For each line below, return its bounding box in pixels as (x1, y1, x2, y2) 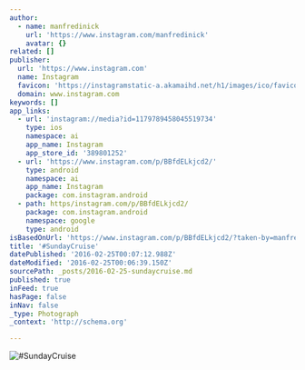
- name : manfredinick (17, 22, 100, 31)
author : (9, 13, 39, 23)
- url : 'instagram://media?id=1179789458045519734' (17, 115, 218, 124)
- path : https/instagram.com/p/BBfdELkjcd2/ (17, 199, 189, 209)
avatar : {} (25, 38, 67, 48)
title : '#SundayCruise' (9, 242, 100, 251)
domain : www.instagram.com (17, 89, 120, 98)
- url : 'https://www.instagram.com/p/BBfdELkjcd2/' (17, 156, 218, 166)
